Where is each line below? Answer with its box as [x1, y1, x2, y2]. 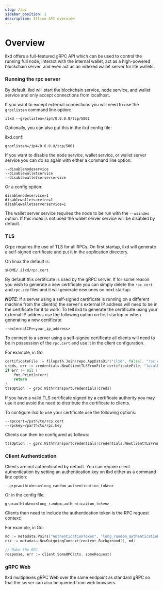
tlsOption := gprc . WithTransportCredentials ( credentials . [5, 441, 125, 446]
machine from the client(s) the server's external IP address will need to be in [5, 301, 158, 307]
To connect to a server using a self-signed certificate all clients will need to [5, 335, 155, 341]
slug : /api [5, 7, 27, 12]
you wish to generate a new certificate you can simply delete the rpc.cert [5, 281, 153, 287]
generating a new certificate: [5, 317, 63, 323]
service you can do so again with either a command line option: [5, 157, 132, 163]
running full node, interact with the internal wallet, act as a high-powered [5, 58, 150, 64]
